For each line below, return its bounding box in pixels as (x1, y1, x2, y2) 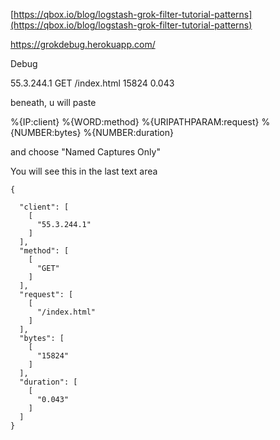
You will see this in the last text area (10, 165, 158, 177)
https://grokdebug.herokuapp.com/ (10, 39, 156, 50)
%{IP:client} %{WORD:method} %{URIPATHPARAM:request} (10, 116, 260, 128)
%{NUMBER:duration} (83, 127, 175, 138)
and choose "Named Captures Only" (10, 146, 161, 158)
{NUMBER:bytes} (10, 127, 82, 138)
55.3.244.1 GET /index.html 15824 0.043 (10, 77, 175, 89)
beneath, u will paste (10, 97, 97, 108)
